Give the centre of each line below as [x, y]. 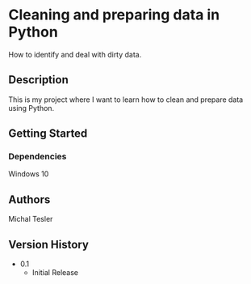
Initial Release [55, 273]
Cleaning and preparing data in [114, 15]
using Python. [31, 108]
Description [38, 80]
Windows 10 [29, 174]
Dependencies [38, 157]
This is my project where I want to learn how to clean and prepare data [126, 100]
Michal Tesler [31, 219]
